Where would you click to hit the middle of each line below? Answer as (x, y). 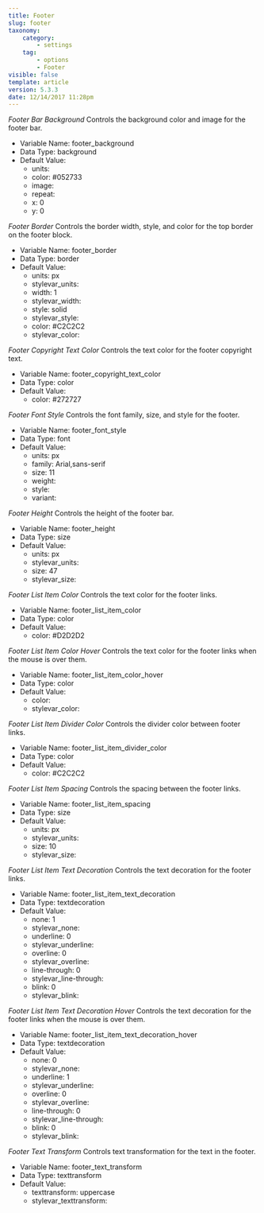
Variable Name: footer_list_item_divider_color (93, 748)
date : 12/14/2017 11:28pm (51, 97)
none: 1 (43, 919)
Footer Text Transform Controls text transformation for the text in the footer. (132, 1152)
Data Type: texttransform (61, 1176)
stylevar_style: (55, 318)
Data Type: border (49, 259)
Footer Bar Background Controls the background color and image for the (127, 119)
